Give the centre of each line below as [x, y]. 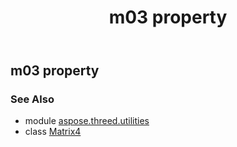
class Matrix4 [53, 132]
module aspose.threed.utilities [87, 121]
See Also [32, 99]
